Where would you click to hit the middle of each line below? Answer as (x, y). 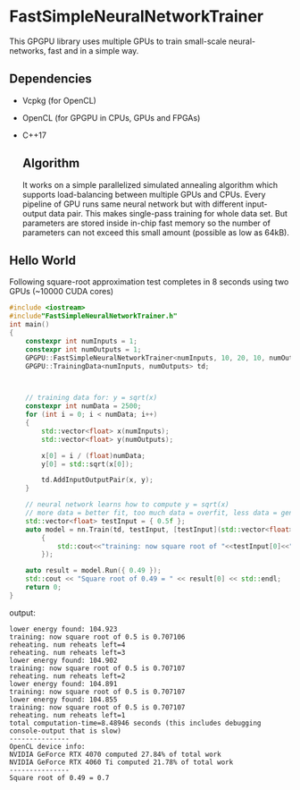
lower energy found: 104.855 (63, 700)
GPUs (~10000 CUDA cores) (62, 292)
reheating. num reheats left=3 (67, 652)
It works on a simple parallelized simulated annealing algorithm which (150, 184)
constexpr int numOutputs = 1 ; (83, 349)
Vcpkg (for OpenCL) (59, 100)
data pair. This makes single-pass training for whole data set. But (168, 213)
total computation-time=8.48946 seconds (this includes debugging (135, 723)
